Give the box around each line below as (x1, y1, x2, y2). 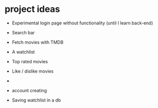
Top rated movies (11, 58, 48, 64)
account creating (11, 87, 47, 93)
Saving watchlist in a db (11, 97, 61, 103)
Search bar (11, 29, 35, 35)
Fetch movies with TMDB (11, 39, 64, 45)
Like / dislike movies (11, 68, 54, 74)
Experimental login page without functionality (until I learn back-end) (11, 20, 153, 26)
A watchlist (11, 49, 35, 55)
